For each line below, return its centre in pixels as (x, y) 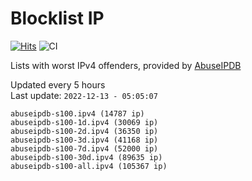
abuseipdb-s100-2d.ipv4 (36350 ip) (84, 131)
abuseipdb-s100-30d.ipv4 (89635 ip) (86, 157)
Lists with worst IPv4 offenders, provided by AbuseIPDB (126, 65)
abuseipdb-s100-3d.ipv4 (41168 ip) (84, 140)
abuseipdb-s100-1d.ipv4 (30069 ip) (84, 122)
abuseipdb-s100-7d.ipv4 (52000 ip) (84, 148)
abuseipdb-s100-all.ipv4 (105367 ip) (89, 166)
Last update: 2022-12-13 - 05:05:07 (84, 95)
